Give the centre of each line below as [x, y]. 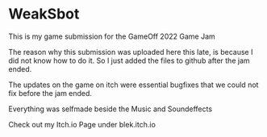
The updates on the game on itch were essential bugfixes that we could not [133, 85]
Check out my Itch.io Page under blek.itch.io [82, 124]
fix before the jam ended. [50, 93]
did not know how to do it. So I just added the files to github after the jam [129, 60]
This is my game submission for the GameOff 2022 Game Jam [112, 36]
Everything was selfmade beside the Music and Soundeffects [110, 109]
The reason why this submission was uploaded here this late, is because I [131, 52]
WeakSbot [44, 14]
